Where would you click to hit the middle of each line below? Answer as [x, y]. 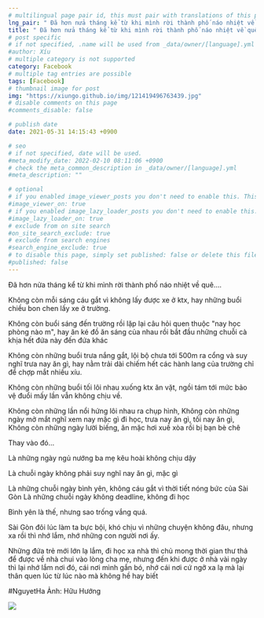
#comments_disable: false [50, 111]
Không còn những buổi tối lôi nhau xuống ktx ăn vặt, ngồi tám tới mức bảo [128, 387]
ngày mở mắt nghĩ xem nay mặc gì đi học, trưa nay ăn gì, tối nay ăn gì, [121, 419]
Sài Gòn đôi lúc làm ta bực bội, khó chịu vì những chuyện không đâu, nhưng [131, 527]
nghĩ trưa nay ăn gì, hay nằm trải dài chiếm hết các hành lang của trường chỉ [131, 364]
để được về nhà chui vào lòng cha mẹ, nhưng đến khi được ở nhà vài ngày [128, 559]
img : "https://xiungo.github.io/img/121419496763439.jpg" [105, 96]
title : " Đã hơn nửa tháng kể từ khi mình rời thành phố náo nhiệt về [126, 30]
